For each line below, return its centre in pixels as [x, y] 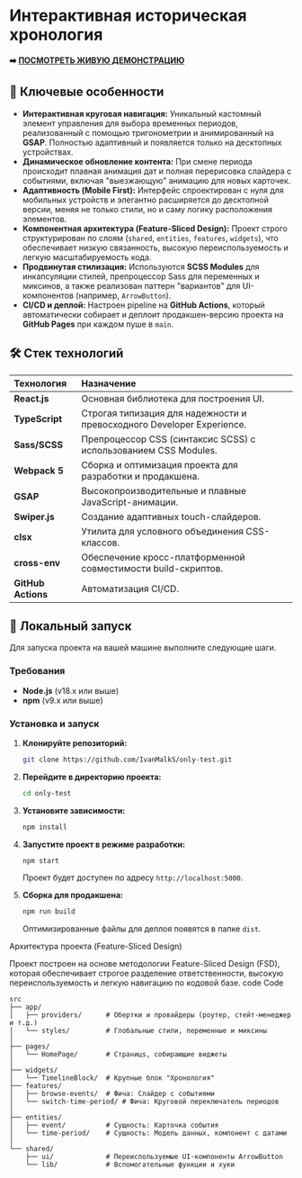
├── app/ [26, 1007]
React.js [31, 399]
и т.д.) [24, 1023]
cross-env [37, 562]
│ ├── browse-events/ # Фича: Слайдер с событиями [112, 1094]
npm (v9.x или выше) [62, 700]
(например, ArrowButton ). [124, 295]
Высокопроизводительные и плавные [164, 490]
